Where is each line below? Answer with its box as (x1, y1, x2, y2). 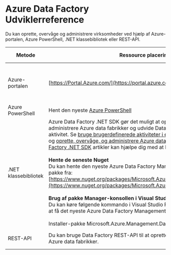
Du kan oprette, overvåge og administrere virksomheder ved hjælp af (5, 31, 150, 37)
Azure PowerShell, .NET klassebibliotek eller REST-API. (25, 36, 141, 42)
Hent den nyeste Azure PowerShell (48, 107, 132, 114)
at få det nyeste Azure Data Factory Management (48, 207, 166, 214)
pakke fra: (48, 169, 73, 176)
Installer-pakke (48, 220, 85, 227)
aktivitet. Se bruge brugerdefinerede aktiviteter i (48, 131, 163, 138)
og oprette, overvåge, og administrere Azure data (48, 137, 166, 144)
